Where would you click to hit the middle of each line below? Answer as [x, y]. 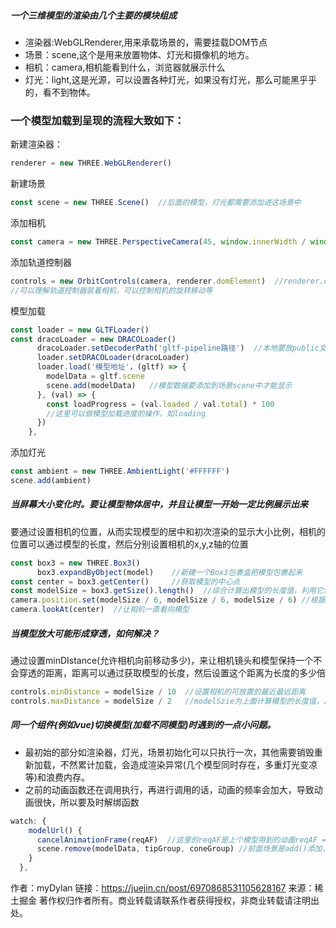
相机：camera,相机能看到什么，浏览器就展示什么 [125, 67]
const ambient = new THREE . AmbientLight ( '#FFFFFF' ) [120, 471]
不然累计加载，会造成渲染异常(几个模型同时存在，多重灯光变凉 [188, 764]
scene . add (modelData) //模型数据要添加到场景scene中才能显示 [169, 385]
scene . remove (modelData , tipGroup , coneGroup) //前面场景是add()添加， [183, 849]
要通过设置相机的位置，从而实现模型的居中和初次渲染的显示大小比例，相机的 [168, 531]
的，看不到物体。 [60, 92]
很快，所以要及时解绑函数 [86, 802]
